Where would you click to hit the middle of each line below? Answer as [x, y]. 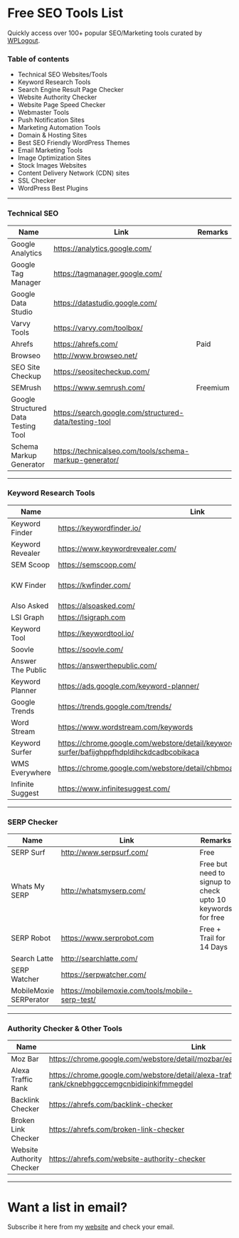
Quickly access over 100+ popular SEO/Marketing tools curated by [105, 33]
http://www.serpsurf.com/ [105, 853]
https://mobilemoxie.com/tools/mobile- [127, 991]
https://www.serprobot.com [107, 938]
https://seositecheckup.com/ [101, 371]
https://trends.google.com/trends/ [115, 706]
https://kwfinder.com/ [94, 585]
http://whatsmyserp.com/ [103, 891]
